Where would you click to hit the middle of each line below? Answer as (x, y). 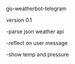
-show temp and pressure (37, 55)
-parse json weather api (35, 31)
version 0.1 (19, 20)
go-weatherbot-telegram (36, 9)
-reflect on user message (37, 43)
